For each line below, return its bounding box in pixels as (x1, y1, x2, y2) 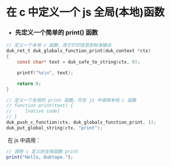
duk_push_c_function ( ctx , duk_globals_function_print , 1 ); (6, 119, 157, 126)
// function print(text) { (6, 102, 74, 108)
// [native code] (6, 108, 60, 114)
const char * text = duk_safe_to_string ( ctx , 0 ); (17, 59, 141, 65)
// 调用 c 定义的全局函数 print (6, 148, 79, 155)
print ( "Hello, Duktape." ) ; (6, 154, 74, 160)
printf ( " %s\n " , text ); (17, 70, 74, 76)
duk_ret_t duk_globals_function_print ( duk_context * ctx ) (6, 48, 151, 54)
